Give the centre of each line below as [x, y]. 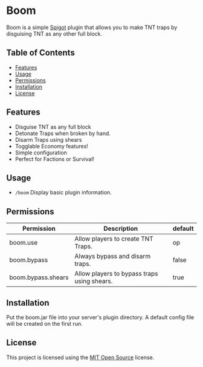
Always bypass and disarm [113, 256]
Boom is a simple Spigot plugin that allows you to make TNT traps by [92, 27]
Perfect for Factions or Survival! [55, 159]
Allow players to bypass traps [116, 274]
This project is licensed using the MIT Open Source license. [80, 357]
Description [121, 229]
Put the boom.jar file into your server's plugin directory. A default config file [100, 317]
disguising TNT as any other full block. [54, 33]
